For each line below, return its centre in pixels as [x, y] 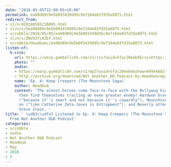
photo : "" [25, 62]
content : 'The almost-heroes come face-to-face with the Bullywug [86, 90]
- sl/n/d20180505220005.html [36, 24]
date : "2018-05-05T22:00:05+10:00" [43, 10]
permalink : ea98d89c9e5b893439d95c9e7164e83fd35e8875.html [69, 15]
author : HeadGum [32, 86]
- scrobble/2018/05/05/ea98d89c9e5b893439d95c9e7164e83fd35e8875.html [82, 34]
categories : [18, 123]
